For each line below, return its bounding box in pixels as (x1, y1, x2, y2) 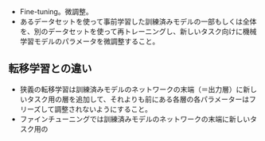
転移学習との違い (8, 62, 92, 75)
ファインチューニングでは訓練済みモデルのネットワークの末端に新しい (19, 114, 251, 124)
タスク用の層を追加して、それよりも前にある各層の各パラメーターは (26, 94, 249, 104)
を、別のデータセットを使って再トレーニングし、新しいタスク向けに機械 (19, 27, 257, 36)
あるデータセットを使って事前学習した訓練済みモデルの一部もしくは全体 (19, 17, 257, 26)
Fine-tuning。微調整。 (19, 7, 93, 16)
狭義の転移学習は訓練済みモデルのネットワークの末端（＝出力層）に (19, 84, 244, 93)
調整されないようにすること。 (54, 104, 153, 113)
